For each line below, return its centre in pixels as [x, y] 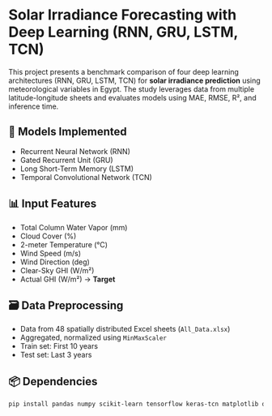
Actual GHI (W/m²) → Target [68, 279]
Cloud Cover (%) [48, 236]
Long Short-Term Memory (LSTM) [77, 169]
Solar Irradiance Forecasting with [123, 15]
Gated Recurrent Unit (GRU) [66, 160]
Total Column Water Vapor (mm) [74, 227]
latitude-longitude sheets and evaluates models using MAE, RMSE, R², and [132, 97]
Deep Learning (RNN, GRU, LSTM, [123, 32]
